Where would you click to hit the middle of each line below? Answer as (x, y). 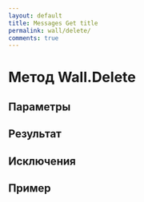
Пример (30, 188)
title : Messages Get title (53, 23)
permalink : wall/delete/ (50, 30)
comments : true (34, 38)
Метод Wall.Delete (72, 77)
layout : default (35, 16)
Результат (35, 134)
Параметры (40, 107)
